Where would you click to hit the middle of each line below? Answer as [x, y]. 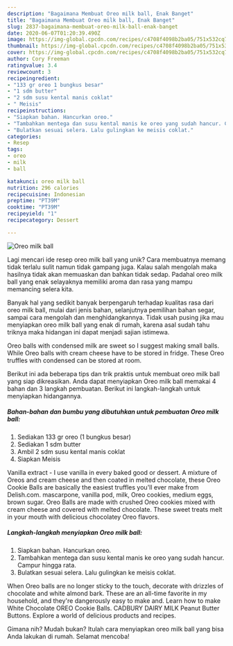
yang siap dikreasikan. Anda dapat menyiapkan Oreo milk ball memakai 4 [112, 381]
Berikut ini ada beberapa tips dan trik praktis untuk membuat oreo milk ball [114, 373]
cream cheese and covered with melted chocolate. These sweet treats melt [115, 509]
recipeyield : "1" [32, 214]
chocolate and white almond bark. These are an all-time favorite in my [107, 593]
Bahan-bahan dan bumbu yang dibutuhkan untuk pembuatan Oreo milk [113, 412]
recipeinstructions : [37, 111]
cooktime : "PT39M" [34, 207]
